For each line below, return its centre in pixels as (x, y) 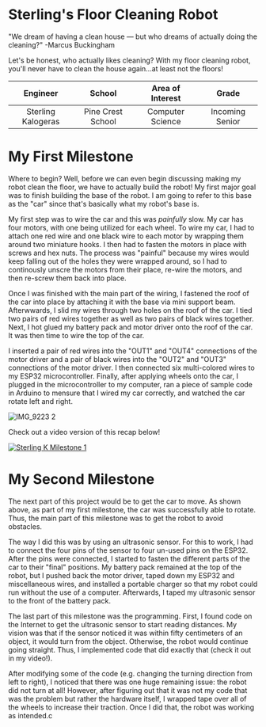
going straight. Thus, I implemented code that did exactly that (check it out (130, 649)
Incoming (228, 111)
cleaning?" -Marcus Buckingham (62, 44)
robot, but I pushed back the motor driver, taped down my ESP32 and (122, 575)
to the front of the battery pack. (59, 600)
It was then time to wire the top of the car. (76, 335)
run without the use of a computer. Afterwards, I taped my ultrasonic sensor (132, 592)
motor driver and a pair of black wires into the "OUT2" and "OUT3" (118, 359)
